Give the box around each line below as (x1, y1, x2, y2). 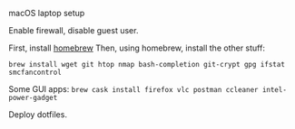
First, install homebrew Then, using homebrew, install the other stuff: (8, 42, 265, 53)
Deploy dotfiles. (8, 109, 67, 120)
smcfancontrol (8, 68, 63, 77)
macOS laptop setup (8, 8, 85, 18)
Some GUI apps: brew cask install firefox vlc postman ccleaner (8, 84, 259, 94)
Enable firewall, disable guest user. (8, 25, 139, 35)
